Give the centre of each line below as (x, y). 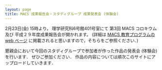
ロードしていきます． (35, 63)
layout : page (18, 9)
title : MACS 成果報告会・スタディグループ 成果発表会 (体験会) (62, 14)
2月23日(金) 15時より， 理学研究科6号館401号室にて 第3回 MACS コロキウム (81, 28)
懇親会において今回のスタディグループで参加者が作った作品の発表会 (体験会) (81, 51)
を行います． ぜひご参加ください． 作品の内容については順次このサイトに (78, 56)
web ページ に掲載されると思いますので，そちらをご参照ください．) (72, 40)
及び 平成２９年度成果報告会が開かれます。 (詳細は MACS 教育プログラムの (80, 34)
